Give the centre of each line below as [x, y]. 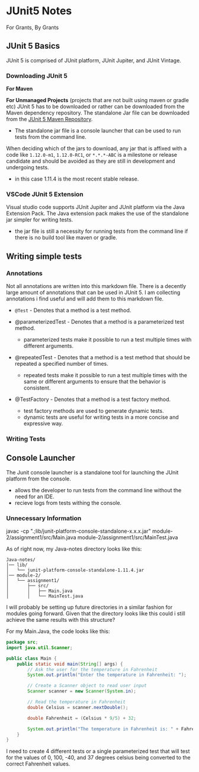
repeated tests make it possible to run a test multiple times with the [105, 375]
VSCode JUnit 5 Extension [45, 194]
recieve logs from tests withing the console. [68, 502]
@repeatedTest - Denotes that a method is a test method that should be [102, 357]
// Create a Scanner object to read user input [87, 686]
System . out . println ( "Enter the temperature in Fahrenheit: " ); [107, 675]
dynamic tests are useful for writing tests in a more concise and [101, 417]
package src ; [22, 643]
